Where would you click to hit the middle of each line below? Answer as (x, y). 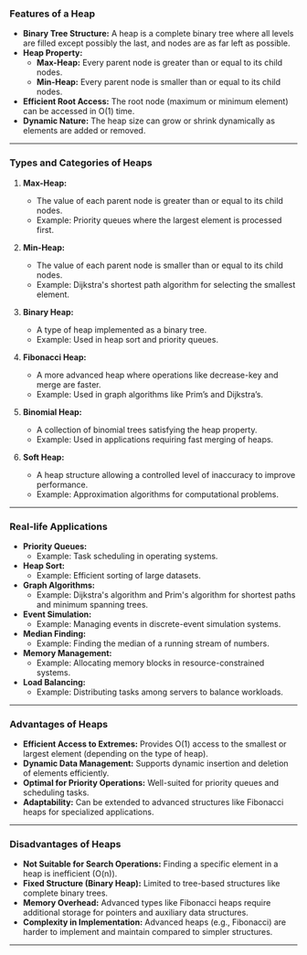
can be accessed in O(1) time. (79, 111)
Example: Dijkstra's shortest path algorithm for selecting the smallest (166, 284)
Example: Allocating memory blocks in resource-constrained (150, 663)
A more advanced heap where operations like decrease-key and (157, 375)
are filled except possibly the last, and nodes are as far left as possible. (156, 43)
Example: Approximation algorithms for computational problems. (158, 494)
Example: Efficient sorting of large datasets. (118, 575)
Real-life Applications (58, 526)
